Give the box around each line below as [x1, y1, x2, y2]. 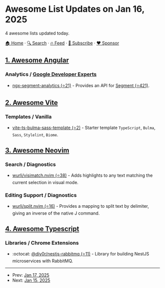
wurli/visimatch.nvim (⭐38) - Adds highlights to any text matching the [12, 172, 153, 178]
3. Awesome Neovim [5, 146, 70, 155]
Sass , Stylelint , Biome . [12, 132, 58, 138]
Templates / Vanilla [5, 113, 52, 120]
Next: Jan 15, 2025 [12, 277, 51, 283]
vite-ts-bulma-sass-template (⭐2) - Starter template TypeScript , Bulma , [12, 125, 156, 131]
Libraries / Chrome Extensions [5, 239, 79, 246]
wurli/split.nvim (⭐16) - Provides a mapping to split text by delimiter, [12, 203, 149, 209]
